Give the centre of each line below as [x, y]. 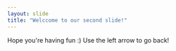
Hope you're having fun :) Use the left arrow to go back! [88, 40]
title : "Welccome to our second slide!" [68, 20]
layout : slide [28, 14]
